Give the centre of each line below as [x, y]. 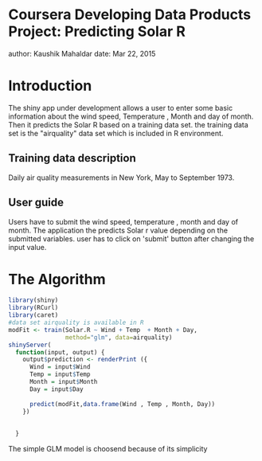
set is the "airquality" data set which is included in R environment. [116, 133]
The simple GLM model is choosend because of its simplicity [108, 449]
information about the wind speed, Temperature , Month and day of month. [131, 116]
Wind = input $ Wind [60, 367]
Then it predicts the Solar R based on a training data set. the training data [128, 124]
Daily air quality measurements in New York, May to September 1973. [121, 178]
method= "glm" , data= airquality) [119, 337]
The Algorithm [57, 279]
